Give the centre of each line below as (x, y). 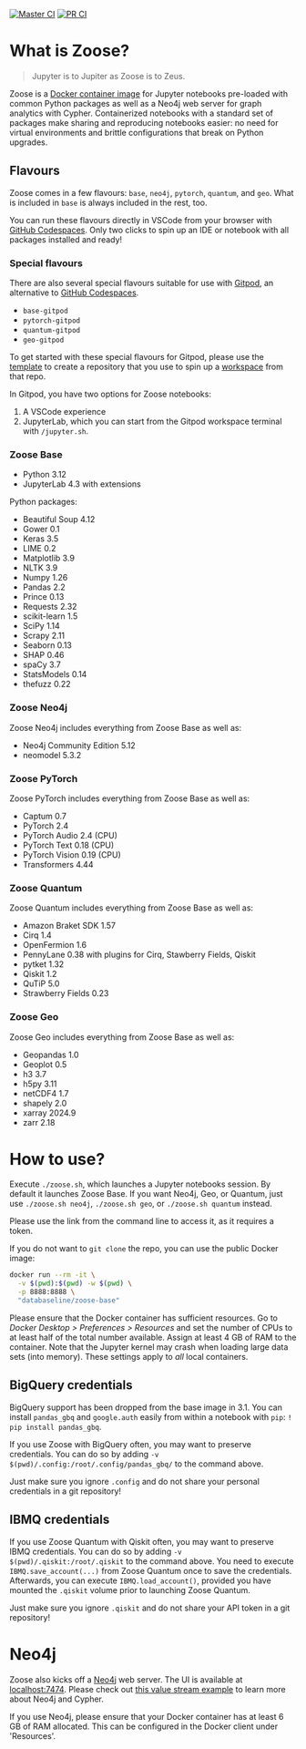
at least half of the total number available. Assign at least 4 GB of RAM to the (153, 1337)
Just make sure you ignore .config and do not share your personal (134, 1481)
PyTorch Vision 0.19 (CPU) (71, 854)
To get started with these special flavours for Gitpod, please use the (137, 357)
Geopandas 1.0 (51, 1055)
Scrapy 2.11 (44, 636)
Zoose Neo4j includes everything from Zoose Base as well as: (126, 727)
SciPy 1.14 (41, 626)
